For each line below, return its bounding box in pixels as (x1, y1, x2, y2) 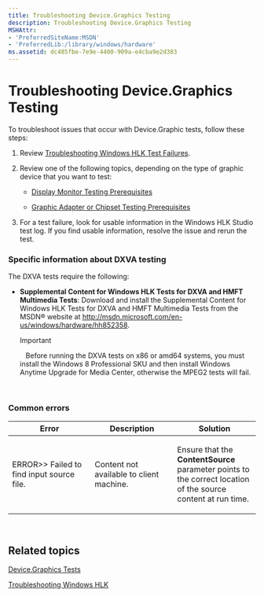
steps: (8, 133, 28, 142)
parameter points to (177, 463, 250, 474)
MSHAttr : (8, 26, 37, 34)
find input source (12, 469, 75, 480)
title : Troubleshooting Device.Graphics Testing (8, 11, 170, 20)
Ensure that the (177, 444, 233, 455)
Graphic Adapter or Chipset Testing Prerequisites (31, 202, 191, 212)
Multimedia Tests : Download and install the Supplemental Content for (19, 296, 247, 305)
